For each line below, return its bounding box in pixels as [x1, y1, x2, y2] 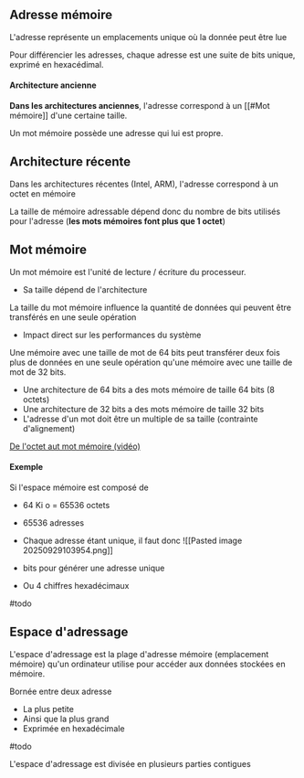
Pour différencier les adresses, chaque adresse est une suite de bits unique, [9, 49, 296, 60]
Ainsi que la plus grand [22, 713, 110, 724]
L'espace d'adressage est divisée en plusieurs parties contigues [9, 758, 251, 769]
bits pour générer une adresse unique [22, 562, 165, 573]
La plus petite [22, 703, 75, 714]
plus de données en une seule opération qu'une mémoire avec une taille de [9, 357, 293, 368]
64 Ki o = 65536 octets [22, 499, 110, 510]
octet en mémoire [9, 187, 76, 199]
